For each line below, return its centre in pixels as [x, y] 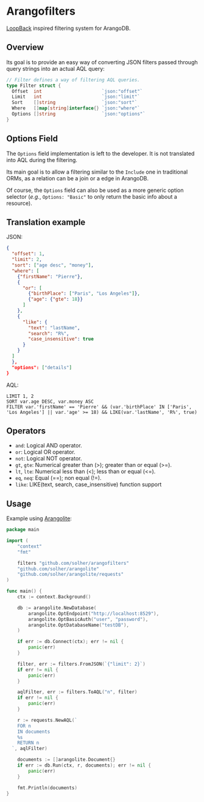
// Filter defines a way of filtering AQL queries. [73, 80]
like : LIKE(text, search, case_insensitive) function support [88, 485]
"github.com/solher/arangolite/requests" [70, 575]
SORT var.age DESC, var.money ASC [50, 402]
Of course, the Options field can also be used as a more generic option [95, 190]
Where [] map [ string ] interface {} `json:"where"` [76, 108]
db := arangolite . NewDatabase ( [57, 608]
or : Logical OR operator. [45, 452]
